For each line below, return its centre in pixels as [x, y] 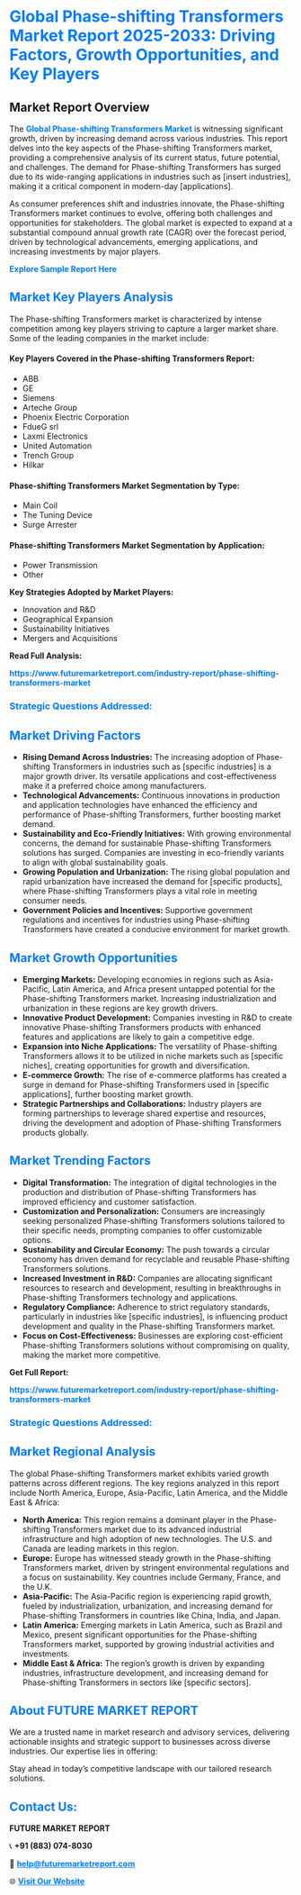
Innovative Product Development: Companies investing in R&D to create [157, 1017]
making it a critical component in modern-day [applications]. [121, 186]
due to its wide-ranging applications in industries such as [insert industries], [150, 177]
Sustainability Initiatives [66, 629]
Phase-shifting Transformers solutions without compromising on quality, [156, 1345]
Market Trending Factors [80, 1161]
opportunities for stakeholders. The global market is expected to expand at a [151, 223]
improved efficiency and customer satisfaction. [110, 1201]
